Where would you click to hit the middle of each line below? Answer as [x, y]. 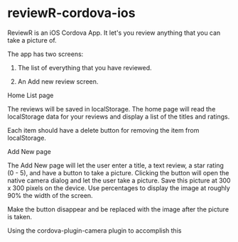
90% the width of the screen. [50, 195]
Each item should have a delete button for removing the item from [103, 130]
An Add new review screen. [58, 81]
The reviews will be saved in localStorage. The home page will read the [112, 109]
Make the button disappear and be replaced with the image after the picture [118, 209]
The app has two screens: [45, 54]
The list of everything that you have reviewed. [85, 67]
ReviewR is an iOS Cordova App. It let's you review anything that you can [114, 33]
